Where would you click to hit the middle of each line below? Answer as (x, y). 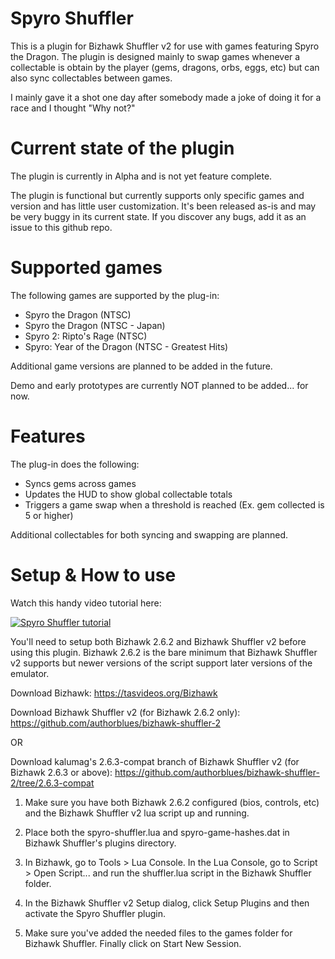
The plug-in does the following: (75, 464)
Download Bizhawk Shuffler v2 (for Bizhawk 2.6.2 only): (125, 712)
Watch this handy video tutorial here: (86, 603)
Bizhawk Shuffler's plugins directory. (100, 843)
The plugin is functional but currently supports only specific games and (157, 195)
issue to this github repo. (61, 227)
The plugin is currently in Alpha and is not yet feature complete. (141, 176)
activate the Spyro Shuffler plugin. (95, 913)
